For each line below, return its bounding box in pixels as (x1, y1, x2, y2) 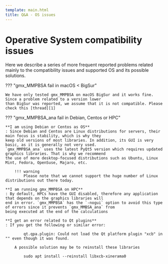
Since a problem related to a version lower (5, 97, 101, 102)
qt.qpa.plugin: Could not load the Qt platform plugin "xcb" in (23, 231, 163, 237)
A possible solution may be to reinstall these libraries (14, 245, 140, 250)
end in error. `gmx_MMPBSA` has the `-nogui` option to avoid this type (5, 200, 163, 205)
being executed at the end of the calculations (5, 209, 108, 215)
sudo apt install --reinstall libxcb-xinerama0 (23, 254, 126, 259)
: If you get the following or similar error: (5, 223, 106, 228)
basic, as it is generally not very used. (5, 142, 97, 148)
